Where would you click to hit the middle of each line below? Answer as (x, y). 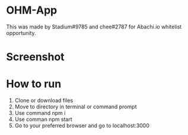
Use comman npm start (43, 120)
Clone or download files (44, 101)
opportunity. (21, 33)
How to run (34, 84)
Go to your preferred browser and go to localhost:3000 (82, 126)
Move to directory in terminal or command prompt (76, 107)
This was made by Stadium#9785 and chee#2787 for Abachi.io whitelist (94, 27)
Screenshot (35, 57)
